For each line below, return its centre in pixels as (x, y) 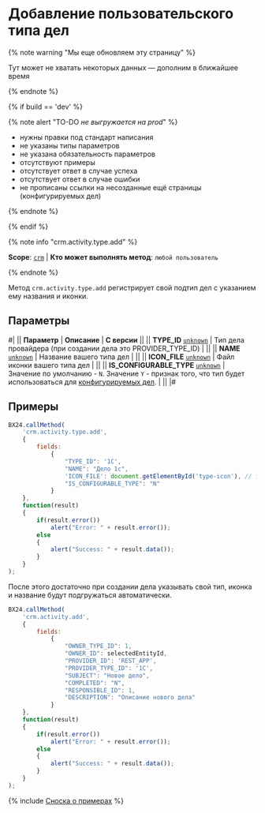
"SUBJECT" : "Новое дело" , (107, 676)
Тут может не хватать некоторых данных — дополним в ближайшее (123, 67)
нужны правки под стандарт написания (86, 137)
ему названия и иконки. (48, 296)
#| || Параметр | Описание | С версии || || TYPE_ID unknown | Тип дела (126, 339)
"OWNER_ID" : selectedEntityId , (116, 654)
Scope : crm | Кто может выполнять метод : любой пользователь (114, 257)
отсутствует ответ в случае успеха (78, 170)
